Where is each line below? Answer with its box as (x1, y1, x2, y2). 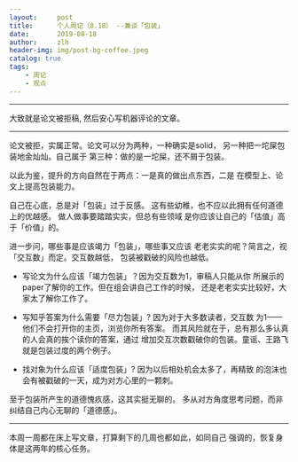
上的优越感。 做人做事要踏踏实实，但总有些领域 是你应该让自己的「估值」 (9, 210, 278, 222)
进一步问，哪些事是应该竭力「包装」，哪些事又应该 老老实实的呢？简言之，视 (9, 240, 287, 251)
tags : (9, 63, 29, 72)
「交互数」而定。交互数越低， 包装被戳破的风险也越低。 (9, 252, 214, 262)
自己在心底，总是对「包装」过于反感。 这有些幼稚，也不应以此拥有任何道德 (9, 200, 284, 210)
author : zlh (9, 37, 69, 47)
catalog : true (9, 54, 62, 63)
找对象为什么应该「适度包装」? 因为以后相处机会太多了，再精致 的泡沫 (21, 364, 279, 374)
